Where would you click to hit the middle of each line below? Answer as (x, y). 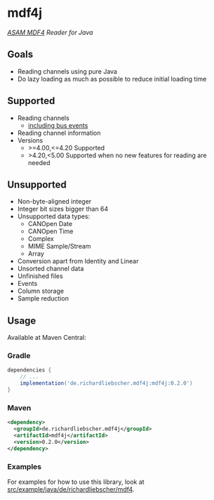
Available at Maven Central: (47, 338)
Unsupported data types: (54, 216)
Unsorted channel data (51, 269)
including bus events (58, 125)
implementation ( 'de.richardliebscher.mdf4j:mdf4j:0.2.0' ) (106, 383)
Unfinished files (40, 276)
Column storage (41, 291)
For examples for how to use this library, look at (76, 482)
